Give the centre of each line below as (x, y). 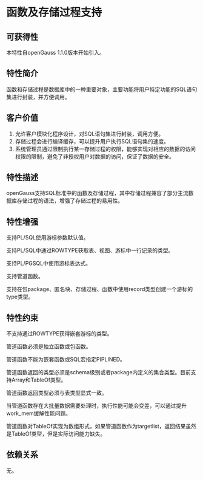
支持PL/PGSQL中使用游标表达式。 (48, 263)
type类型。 (20, 297)
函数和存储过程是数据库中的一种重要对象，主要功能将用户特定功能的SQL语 (99, 89)
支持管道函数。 (25, 276)
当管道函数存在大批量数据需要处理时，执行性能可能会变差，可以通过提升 (96, 406)
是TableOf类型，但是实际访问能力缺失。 (56, 434)
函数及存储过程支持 (54, 12)
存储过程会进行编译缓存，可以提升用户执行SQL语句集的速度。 (92, 141)
